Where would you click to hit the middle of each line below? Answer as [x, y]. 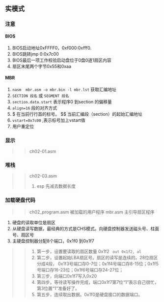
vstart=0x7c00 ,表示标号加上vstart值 [49, 120]
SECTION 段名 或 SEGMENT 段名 [41, 96]
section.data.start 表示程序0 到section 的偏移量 [62, 101]
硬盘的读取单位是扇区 [34, 222]
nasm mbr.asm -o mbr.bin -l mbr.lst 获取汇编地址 [64, 89]
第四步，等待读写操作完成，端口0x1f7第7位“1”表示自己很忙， [98, 282]
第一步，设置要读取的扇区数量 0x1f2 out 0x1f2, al [89, 251]
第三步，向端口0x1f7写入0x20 [67, 276]
